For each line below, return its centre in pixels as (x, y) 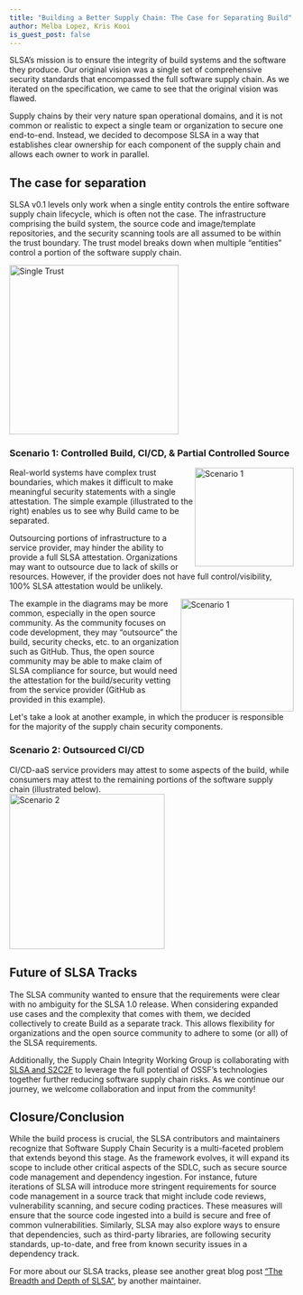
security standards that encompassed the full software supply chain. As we (150, 79)
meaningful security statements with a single (92, 492)
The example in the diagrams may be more (89, 604)
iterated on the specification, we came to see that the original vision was (144, 89)
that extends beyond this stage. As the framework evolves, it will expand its (150, 1158)
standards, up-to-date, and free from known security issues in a (129, 1244)
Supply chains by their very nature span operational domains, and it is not (146, 116)
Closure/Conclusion (67, 1117)
